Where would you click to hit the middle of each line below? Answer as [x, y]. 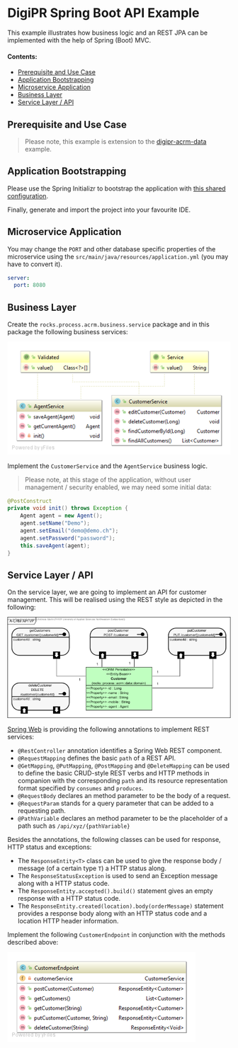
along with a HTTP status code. [63, 883]
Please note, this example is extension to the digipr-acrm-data [115, 141]
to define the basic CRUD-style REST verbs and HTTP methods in [114, 773]
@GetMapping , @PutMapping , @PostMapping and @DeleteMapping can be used [124, 765]
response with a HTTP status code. [69, 898]
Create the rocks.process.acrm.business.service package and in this [109, 324]
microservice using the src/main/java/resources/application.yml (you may [118, 256]
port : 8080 [30, 285]
